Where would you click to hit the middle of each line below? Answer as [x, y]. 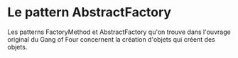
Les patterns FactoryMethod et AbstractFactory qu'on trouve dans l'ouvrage [119, 32]
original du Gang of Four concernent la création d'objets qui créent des [111, 39]
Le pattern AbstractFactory [90, 12]
